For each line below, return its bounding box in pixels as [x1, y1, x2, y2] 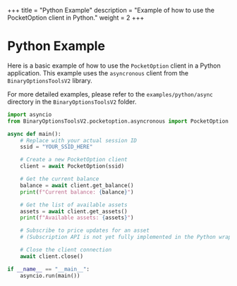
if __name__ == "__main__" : [7, 266, 90, 273]
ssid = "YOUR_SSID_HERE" [20, 144, 93, 151]
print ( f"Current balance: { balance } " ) [20, 188, 134, 196]
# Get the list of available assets [20, 201, 128, 209]
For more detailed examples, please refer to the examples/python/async [7, 89, 213, 98]
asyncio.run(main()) [20, 272, 80, 279]
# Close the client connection [20, 247, 112, 254]
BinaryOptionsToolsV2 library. [7, 76, 93, 85]
